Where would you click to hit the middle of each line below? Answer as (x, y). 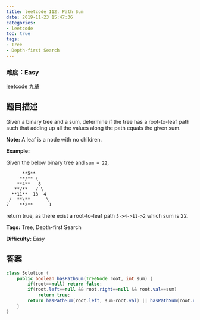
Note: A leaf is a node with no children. (54, 139)
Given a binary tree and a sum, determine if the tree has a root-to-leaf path (98, 121)
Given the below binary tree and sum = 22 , (57, 162)
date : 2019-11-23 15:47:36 (40, 17)
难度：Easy (23, 72)
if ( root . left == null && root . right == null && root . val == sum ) (102, 290)
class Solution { (28, 273)
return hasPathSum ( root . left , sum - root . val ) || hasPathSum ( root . (110, 301)
